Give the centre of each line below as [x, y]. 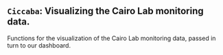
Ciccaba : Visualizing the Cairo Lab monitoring [105, 11]
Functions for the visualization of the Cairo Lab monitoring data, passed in [111, 38]
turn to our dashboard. [39, 45]
